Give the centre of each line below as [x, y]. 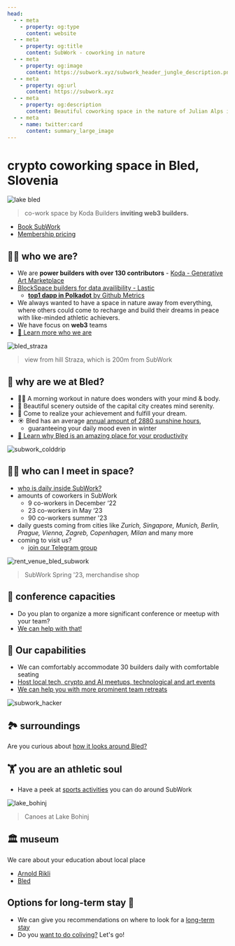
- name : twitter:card [51, 124]
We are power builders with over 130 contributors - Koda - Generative [120, 273]
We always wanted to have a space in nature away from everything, [115, 303]
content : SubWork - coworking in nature [85, 53]
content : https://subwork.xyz [70, 92]
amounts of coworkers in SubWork [67, 495]
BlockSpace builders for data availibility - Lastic [86, 288]
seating [28, 675]
